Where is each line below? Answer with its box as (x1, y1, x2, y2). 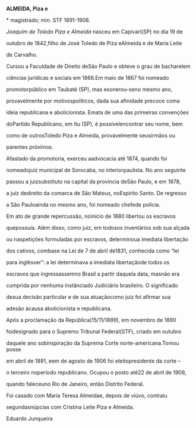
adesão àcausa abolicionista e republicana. (6, 305, 112, 312)
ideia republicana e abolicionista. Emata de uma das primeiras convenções (6, 109, 189, 115)
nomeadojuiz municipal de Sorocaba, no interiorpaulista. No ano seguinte (6, 167, 186, 173)
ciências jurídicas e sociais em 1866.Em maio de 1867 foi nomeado (6, 74, 169, 81)
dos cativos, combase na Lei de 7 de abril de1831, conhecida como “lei (6, 247, 179, 254)
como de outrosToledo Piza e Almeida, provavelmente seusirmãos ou (6, 132, 175, 139)
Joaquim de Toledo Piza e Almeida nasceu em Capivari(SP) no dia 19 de (6, 28, 183, 35)
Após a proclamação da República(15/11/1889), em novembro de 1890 (6, 317, 176, 323)
